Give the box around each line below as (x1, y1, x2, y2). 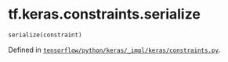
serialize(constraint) (8, 31, 82, 39)
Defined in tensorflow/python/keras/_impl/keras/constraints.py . (8, 45, 221, 54)
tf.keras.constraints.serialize (8, 5, 201, 23)
